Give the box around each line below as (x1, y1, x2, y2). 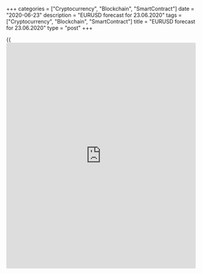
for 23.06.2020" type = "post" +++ (6, 24, 93, 31)
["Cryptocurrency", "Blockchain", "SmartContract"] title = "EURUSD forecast (6, 18, 195, 25)
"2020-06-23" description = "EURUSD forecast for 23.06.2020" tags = (6, 11, 182, 19)
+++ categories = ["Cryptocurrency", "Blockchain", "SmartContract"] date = (6, 5, 195, 12)
